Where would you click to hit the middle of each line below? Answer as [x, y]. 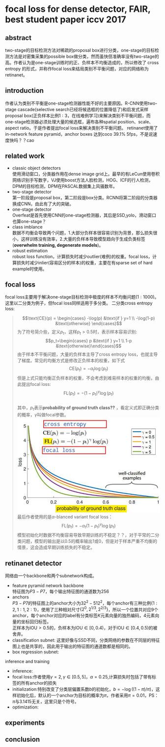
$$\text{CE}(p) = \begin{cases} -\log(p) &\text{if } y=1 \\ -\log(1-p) [88, 318]
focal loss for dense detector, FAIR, [78, 9]
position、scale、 [136, 121]
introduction [25, 91]
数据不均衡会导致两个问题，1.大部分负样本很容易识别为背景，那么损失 [82, 232]
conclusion [23, 739]
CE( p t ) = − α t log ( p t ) [89, 369]
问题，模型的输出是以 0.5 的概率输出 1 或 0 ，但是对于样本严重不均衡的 [89, 541]
